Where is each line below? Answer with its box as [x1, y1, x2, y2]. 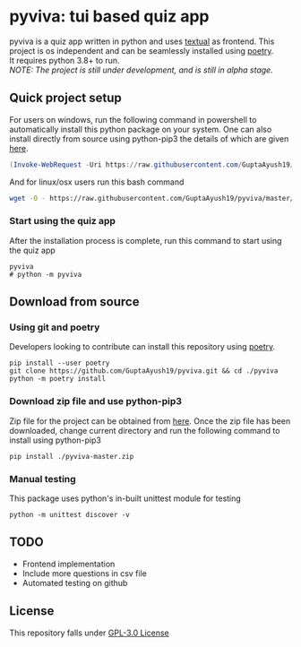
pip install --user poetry [9, 358, 110, 368]
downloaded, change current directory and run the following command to [9, 425, 280, 436]
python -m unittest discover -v [9, 511, 130, 520]
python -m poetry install [9, 375, 106, 384]
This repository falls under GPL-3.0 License [9, 627, 170, 638]
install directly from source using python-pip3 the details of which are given [9, 133, 289, 144]
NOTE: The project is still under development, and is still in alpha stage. [9, 65, 273, 75]
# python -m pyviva [9, 270, 82, 279]
